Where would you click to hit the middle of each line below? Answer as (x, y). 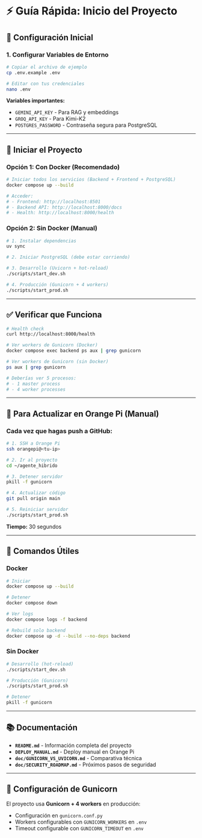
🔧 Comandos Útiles (43, 551)
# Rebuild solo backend (36, 630)
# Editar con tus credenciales (45, 84)
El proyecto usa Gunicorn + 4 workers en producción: (73, 804)
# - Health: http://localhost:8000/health (60, 213)
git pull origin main (33, 499)
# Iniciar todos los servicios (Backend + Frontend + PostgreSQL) (91, 180)
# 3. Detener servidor (35, 477)
